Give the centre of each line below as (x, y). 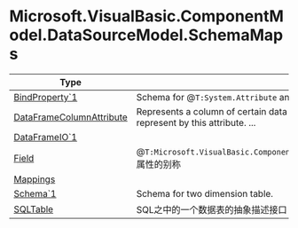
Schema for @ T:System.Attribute (207, 97)
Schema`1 (35, 193)
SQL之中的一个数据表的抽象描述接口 (212, 209)
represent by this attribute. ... (196, 122)
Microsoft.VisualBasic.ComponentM (146, 16)
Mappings (35, 179)
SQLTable (34, 208)
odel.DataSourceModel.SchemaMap (146, 35)
